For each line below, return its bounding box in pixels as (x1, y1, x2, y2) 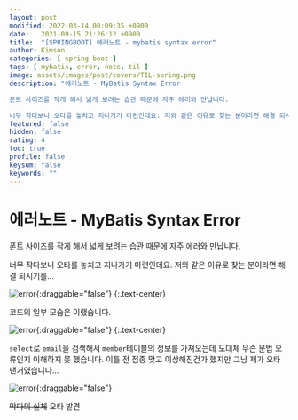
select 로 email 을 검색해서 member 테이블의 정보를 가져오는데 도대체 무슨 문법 (9, 343, 273, 353)
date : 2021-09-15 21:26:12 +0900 (9, 29, 141, 38)
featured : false (9, 119, 69, 129)
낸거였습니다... (9, 365, 59, 376)
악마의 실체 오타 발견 (9, 401, 81, 412)
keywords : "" (9, 169, 58, 178)
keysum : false (9, 161, 62, 170)
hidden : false (9, 128, 62, 137)
